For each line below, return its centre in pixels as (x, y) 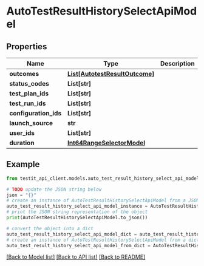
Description (178, 63)
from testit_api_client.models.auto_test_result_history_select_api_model (103, 178)
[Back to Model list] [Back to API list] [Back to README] (76, 257)
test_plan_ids (29, 94)
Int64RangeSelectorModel (106, 143)
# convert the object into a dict (50, 228)
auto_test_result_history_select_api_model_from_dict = (78, 245)
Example (23, 164)
